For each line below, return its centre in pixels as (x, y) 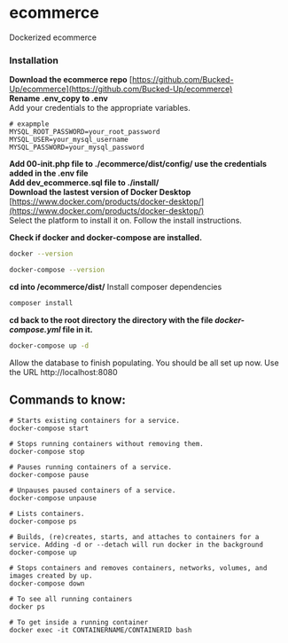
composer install (41, 303)
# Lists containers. (47, 514)
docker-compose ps (43, 521)
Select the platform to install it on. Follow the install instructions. (125, 221)
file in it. (78, 329)
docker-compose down (47, 584)
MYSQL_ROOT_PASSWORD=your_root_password (85, 132)
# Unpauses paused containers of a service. (93, 490)
